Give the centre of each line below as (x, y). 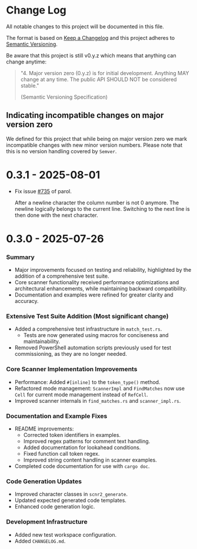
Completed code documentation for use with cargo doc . (82, 466)
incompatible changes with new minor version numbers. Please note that (94, 145)
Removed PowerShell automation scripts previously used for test (93, 348)
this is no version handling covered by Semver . (61, 151)
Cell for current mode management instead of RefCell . (81, 395)
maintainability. (42, 342)
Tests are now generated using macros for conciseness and (96, 335)
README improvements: (44, 429)
